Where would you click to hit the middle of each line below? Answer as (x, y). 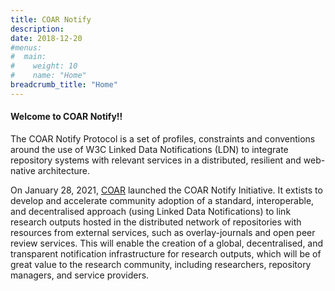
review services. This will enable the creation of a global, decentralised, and (167, 243)
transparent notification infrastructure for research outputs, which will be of (166, 253)
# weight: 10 (44, 66)
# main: (28, 57)
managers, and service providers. (80, 275)
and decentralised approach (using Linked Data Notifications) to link (151, 211)
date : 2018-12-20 (46, 38)
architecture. (64, 170)
